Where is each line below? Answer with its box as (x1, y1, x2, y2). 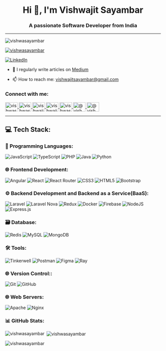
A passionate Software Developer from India (29, 22, 137, 29)
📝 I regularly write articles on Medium (12, 67, 89, 73)
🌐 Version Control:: (5, 270, 53, 277)
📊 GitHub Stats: (5, 317, 44, 324)
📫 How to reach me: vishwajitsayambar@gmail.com (12, 77, 119, 82)
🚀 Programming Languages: (5, 143, 74, 150)
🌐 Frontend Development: (5, 166, 69, 173)
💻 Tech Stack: (5, 125, 51, 134)
